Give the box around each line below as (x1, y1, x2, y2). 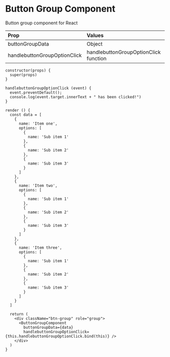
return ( (10, 311, 28, 316)
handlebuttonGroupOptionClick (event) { (5, 86, 92, 91)
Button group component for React (5, 20, 78, 26)
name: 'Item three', (18, 245, 62, 250)
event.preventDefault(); (10, 90, 62, 95)
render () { (5, 107, 30, 113)
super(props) (10, 72, 37, 77)
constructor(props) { (5, 68, 51, 73)
